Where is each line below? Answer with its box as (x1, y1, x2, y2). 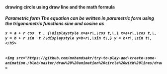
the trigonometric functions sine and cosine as (5, 20, 104, 27)
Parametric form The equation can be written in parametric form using (5, 15, 155, 21)
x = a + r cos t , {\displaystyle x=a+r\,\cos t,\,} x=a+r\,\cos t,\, (5, 31, 157, 36)
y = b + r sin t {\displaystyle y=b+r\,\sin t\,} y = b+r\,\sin (5, 36, 143, 41)
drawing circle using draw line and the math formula (5, 4, 115, 10)
